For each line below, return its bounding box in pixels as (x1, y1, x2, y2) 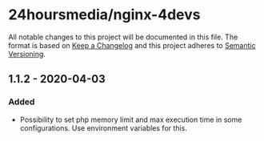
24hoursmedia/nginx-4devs (8, 6, 201, 24)
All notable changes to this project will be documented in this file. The (8, 32, 238, 42)
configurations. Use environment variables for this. (19, 123, 188, 133)
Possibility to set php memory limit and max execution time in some (19, 115, 242, 124)
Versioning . (8, 49, 46, 58)
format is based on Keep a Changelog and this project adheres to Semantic (8, 40, 256, 50)
